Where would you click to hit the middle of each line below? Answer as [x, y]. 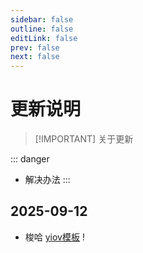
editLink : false [44, 38]
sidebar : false [42, 19]
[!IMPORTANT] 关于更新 [84, 139]
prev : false [35, 47]
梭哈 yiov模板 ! [54, 237]
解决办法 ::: [47, 180]
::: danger [30, 159]
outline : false [42, 29]
